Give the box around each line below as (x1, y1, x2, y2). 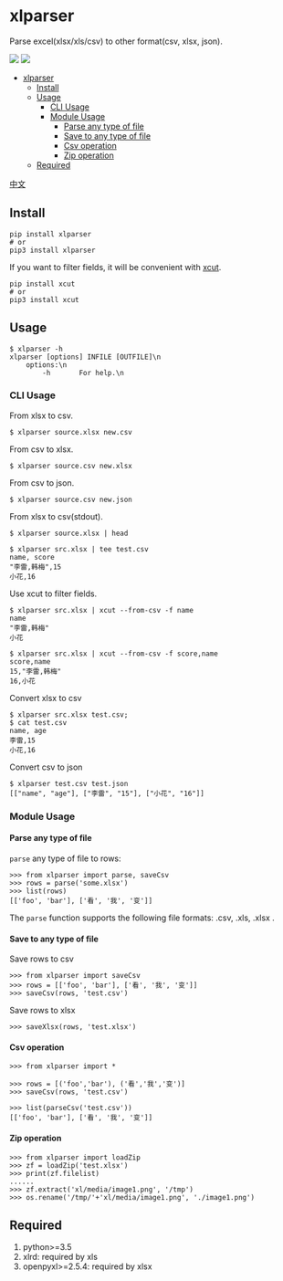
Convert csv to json (9, 761, 83, 772)
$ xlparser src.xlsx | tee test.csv (9, 544, 149, 553)
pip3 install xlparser (9, 246, 96, 255)
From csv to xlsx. (9, 444, 74, 455)
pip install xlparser (9, 229, 92, 238)
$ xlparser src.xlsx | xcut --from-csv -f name (9, 605, 194, 614)
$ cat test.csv (9, 718, 68, 727)
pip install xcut (9, 279, 76, 289)
